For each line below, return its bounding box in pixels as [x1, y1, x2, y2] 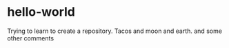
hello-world [7, 4, 76, 20]
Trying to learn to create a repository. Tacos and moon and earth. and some [7, 27, 223, 35]
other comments [7, 34, 54, 42]
